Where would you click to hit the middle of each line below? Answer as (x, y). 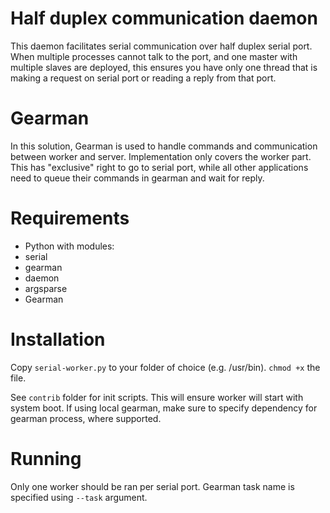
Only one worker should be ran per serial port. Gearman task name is (152, 486)
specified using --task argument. (79, 497)
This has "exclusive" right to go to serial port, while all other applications (159, 167)
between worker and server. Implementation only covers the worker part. (161, 156)
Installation (58, 339)
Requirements (70, 218)
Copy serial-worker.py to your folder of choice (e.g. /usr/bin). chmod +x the (165, 367)
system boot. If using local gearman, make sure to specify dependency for (164, 408)
